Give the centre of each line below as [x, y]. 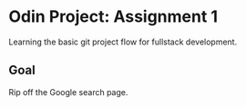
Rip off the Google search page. [68, 92]
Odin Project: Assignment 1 [113, 17]
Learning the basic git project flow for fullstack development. [123, 42]
